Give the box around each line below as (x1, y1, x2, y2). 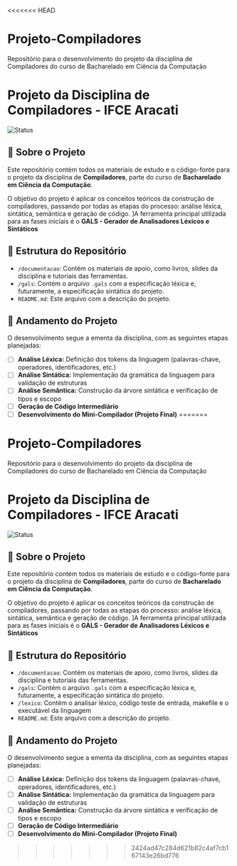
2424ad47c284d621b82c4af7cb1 (131, 844, 229, 852)
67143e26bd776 (131, 851, 179, 860)
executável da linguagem (17, 706, 91, 715)
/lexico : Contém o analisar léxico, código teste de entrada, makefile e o (17, 699, 229, 707)
